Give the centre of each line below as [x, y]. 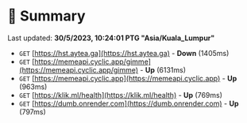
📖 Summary [46, 16]
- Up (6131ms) [163, 69]
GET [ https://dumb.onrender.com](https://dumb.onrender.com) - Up [129, 103]
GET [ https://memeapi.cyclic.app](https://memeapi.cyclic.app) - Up [128, 78]
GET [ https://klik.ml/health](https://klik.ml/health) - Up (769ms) [121, 95]
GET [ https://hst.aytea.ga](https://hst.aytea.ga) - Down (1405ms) [124, 53]
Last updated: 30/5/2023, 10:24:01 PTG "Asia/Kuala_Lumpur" [111, 38]
